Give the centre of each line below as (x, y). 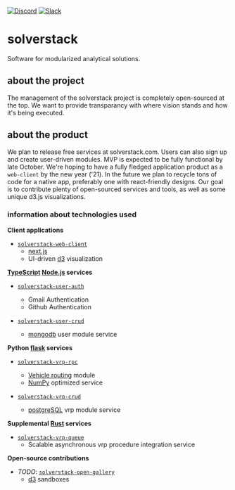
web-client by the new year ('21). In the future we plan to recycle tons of (112, 174)
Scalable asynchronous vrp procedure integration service (112, 444)
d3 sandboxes (49, 479)
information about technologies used (72, 214)
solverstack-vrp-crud (49, 396)
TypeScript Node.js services (50, 272)
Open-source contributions (48, 458)
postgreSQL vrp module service (74, 410)
